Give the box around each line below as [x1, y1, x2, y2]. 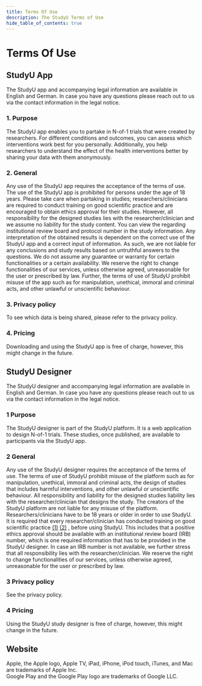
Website [6, 644, 38, 654]
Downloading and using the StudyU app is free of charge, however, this [6, 343, 184, 350]
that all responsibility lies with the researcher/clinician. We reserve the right [6, 549, 194, 557]
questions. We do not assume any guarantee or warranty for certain [6, 253, 175, 260]
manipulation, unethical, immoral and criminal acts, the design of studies [6, 479, 186, 486]
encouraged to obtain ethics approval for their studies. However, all [6, 208, 174, 215]
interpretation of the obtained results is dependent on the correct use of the [6, 233, 195, 241]
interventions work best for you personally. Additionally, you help [6, 140, 168, 148]
